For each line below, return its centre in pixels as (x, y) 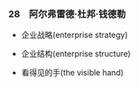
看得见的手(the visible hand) (73, 73)
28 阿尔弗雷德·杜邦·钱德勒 (67, 13)
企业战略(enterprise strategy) (74, 35)
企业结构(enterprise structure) (76, 54)
